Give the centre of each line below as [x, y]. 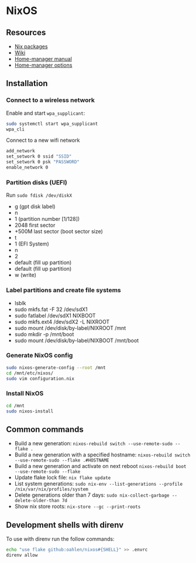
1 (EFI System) [32, 244]
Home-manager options [43, 65]
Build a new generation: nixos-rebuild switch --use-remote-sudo [93, 443]
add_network [20, 151]
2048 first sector [35, 225]
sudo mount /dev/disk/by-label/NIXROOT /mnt [70, 328]
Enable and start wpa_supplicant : [46, 113]
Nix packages [31, 46]
